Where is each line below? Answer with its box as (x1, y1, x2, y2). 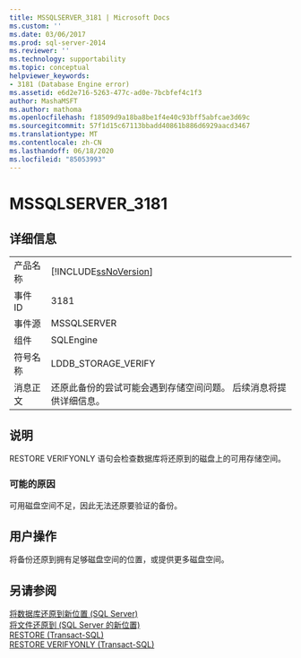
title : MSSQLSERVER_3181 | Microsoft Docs (9, 13, 170, 22)
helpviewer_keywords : (9, 72, 90, 81)
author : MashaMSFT (9, 96, 78, 106)
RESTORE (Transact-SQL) (9, 629, 105, 641)
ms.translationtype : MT (9, 130, 99, 139)
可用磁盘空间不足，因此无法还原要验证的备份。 (9, 499, 182, 511)
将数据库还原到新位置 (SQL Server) (9, 609, 139, 619)
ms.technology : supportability (9, 55, 126, 64)
